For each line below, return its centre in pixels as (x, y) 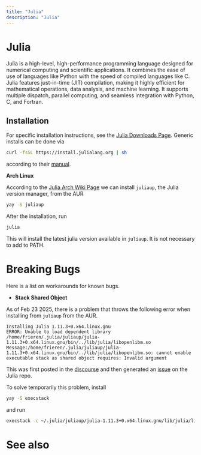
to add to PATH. (25, 245)
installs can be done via (35, 142)
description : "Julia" (33, 17)
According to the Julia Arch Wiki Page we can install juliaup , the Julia (92, 187)
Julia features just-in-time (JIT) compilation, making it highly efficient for (95, 83)
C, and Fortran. (25, 102)
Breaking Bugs (43, 269)
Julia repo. (19, 375)
